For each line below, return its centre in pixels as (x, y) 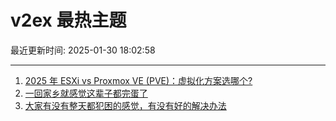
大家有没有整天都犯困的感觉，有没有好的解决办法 (125, 105)
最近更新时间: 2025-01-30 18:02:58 (83, 50)
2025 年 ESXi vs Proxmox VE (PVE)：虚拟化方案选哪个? (138, 80)
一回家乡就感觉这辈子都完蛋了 (86, 93)
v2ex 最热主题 (68, 20)
